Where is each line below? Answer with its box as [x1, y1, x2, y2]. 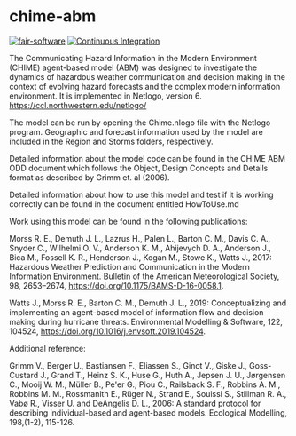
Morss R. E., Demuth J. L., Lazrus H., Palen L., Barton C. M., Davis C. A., [9, 233, 271, 243]
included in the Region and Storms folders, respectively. [9, 136, 214, 147]
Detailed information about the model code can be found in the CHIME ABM [9, 153, 286, 163]
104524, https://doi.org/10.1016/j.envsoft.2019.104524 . [9, 326, 206, 337]
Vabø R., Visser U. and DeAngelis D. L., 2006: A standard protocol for [9, 398, 261, 408]
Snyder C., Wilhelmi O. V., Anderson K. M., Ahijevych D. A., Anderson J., [9, 242, 272, 253]
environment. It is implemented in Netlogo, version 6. [9, 91, 202, 101]
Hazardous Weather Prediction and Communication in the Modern [9, 261, 251, 272]
